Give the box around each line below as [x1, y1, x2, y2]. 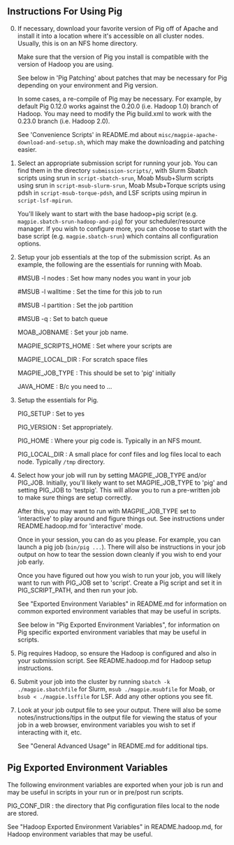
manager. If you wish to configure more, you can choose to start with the [17, 224, 227, 233]
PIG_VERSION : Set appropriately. [17, 422, 113, 431]
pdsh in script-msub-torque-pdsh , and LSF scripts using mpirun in [17, 188, 207, 197]
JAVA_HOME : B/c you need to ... [17, 382, 112, 390]
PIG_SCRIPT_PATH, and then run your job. [17, 585, 138, 594]
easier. [17, 145, 37, 153]
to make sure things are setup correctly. [17, 493, 133, 502]
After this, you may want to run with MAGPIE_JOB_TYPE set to [17, 506, 197, 515]
